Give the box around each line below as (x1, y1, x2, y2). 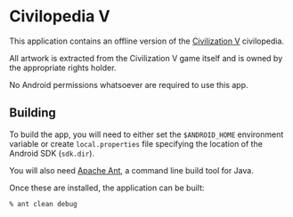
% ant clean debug (9, 199, 77, 208)
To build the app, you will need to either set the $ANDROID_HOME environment (9, 129, 284, 140)
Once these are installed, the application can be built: (9, 182, 205, 193)
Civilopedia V (9, 6, 110, 27)
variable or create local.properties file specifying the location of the (9, 138, 263, 149)
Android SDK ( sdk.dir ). (9, 148, 95, 158)
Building (9, 105, 56, 121)
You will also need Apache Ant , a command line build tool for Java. (9, 165, 254, 175)
